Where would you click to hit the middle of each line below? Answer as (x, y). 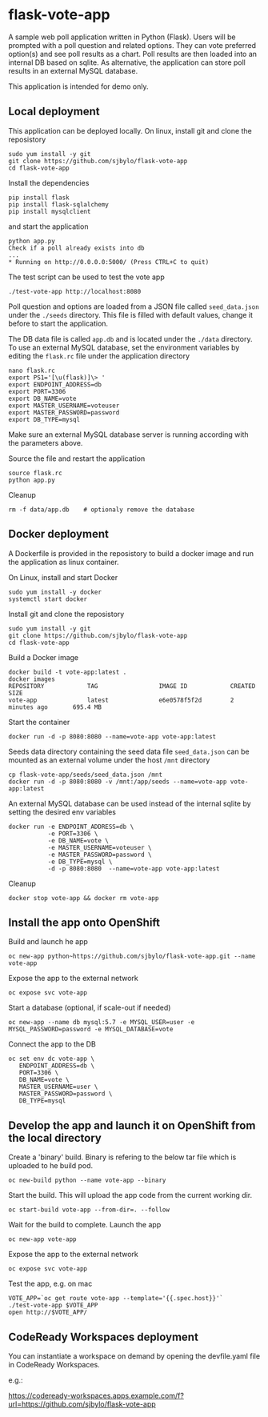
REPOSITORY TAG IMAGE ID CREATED (132, 686)
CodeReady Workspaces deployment (103, 1337)
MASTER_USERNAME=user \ (58, 1087)
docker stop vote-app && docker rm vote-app (84, 898)
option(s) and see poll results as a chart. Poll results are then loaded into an (133, 54)
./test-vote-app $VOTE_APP (53, 1306)
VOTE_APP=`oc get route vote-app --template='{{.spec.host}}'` (116, 1299)
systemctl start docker (48, 599)
